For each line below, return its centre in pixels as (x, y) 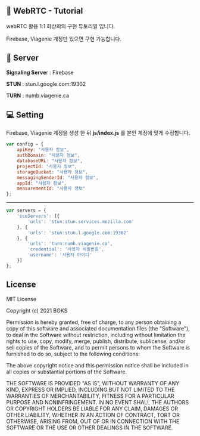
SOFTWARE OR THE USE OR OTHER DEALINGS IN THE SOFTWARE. (90, 428)
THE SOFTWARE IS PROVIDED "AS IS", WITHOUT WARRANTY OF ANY (93, 383)
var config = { (25, 144)
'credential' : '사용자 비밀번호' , (66, 249)
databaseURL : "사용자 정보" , (50, 161)
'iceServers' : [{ (38, 216)
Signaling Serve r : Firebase (40, 72)
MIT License (21, 299)
